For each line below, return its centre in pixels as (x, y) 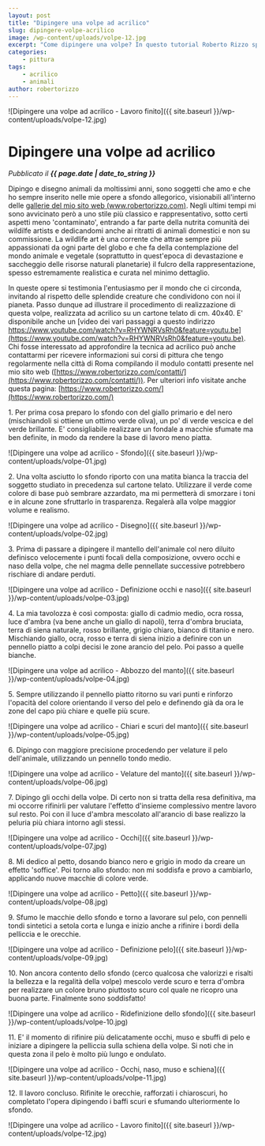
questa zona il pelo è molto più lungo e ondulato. (87, 1054)
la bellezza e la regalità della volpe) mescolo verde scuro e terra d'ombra (127, 982)
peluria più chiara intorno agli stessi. (67, 823)
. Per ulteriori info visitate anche (195, 381)
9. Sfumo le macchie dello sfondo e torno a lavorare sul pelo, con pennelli (128, 918)
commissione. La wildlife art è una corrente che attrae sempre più (115, 239)
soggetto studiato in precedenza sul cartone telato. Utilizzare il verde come (130, 485)
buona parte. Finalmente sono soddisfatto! (77, 998)
